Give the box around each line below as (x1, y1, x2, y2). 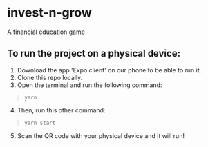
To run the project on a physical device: (7, 48, 181, 59)
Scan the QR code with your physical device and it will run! (17, 131, 185, 139)
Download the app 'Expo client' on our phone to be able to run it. (17, 66, 202, 74)
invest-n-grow (7, 5, 92, 21)
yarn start (23, 119, 56, 126)
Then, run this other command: (17, 106, 106, 115)
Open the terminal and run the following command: (17, 81, 162, 89)
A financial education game (7, 28, 85, 36)
